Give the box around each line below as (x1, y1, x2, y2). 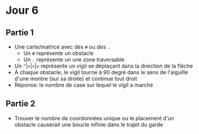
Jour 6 (5, 4, 39, 17)
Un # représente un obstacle (23, 50, 94, 57)
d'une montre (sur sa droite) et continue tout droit (14, 75, 138, 82)
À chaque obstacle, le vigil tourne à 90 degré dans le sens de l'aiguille (14, 69, 188, 75)
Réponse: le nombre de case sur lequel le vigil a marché (14, 81, 154, 89)
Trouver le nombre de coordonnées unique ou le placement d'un (14, 114, 175, 121)
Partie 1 (5, 28, 34, 38)
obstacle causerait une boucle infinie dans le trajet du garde (14, 121, 164, 128)
